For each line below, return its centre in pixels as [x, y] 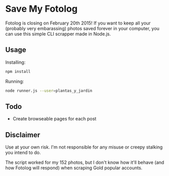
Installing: [15, 62]
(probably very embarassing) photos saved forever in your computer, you [82, 28]
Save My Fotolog [41, 9]
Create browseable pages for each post [54, 119]
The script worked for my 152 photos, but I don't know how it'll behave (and [85, 162]
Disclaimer [23, 135]
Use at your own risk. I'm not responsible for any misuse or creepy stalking [84, 147]
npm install [18, 71]
